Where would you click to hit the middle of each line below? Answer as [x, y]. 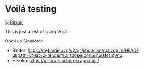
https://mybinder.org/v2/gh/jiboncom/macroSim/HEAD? [83, 50]
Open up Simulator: [24, 41]
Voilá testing [31, 9]
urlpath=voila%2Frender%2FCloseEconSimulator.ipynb [67, 55]
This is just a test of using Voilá [36, 31]
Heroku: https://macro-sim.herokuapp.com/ [56, 60]
